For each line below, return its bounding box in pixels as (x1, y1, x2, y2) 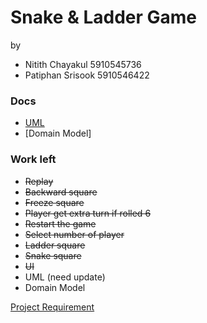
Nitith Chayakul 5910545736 (24, 58, 142, 70)
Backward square (24, 186, 98, 198)
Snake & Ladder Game (10, 6, 197, 29)
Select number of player (24, 228, 125, 240)
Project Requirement (10, 301, 95, 313)
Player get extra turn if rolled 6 (24, 207, 152, 219)
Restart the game (24, 217, 97, 230)
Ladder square (24, 239, 86, 251)
